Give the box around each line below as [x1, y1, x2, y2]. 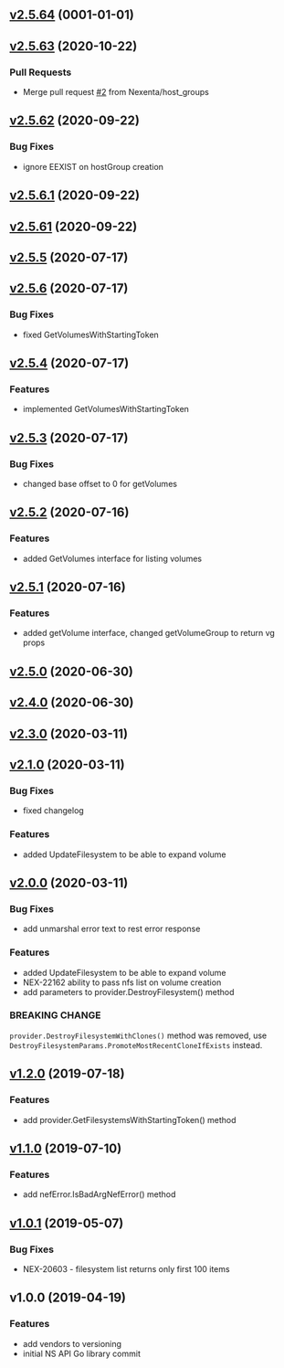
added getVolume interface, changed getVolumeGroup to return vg [22, 628, 276, 639]
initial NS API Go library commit [22, 1348, 142, 1359]
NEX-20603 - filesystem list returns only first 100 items [22, 1263, 230, 1274]
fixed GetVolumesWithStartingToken [22, 329, 160, 340]
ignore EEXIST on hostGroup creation [22, 161, 164, 172]
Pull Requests [9, 66, 72, 79]
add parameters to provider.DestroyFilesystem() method [22, 986, 235, 997]
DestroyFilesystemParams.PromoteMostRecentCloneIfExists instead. [9, 1039, 263, 1050]
